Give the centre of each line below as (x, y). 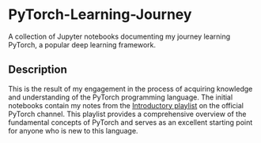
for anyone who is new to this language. (73, 130)
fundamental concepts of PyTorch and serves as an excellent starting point (130, 122)
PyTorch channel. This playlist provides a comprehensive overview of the (127, 114)
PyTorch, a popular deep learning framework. (82, 44)
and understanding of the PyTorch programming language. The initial (121, 97)
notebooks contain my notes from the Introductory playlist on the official (126, 105)
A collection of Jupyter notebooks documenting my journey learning (119, 36)
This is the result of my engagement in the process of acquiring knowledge (130, 88)
